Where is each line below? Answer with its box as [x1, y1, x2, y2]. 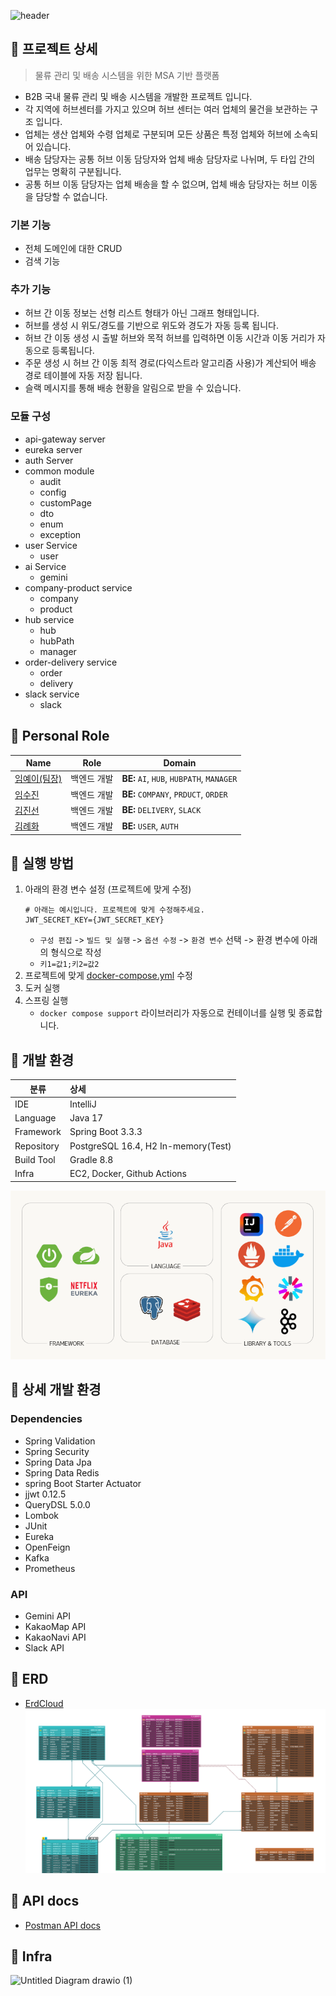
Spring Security [24, 1445, 90, 1457]
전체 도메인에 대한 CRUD [24, 243, 123, 255]
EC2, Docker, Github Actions [69, 1168, 187, 1180]
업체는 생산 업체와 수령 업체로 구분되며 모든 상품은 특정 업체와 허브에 [24, 128, 292, 140]
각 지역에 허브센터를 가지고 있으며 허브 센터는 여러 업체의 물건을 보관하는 [24, 103, 308, 115]
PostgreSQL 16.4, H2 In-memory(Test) [69, 1140, 232, 1152]
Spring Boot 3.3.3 [69, 1126, 143, 1138]
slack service [24, 688, 80, 700]
